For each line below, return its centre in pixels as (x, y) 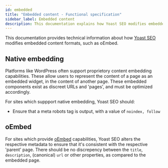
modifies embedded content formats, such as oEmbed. (62, 43)
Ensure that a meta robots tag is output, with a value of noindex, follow (86, 111)
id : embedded (19, 10)
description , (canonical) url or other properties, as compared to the (75, 155)
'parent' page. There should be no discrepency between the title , (74, 150)
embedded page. (23, 160)
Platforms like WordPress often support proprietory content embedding (78, 71)
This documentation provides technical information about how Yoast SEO (80, 38)
